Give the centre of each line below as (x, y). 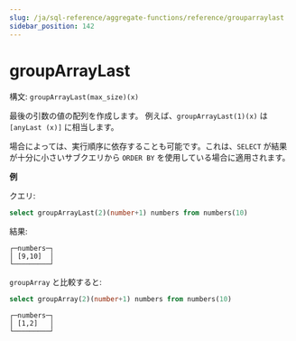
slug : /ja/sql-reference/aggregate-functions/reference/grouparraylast (147, 18)
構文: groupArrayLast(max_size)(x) (74, 97)
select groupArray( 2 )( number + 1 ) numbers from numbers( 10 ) (120, 300)
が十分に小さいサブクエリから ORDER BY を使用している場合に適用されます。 (150, 158)
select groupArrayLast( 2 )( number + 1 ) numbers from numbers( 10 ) (129, 213)
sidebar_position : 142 (52, 26)
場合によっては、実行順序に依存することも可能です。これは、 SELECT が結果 (148, 146)
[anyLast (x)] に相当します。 (64, 127)
